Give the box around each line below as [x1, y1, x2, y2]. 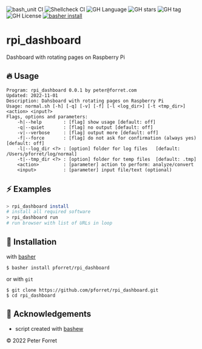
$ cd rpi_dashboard [6, 292, 56, 299]
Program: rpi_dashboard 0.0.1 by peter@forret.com [6, 87, 137, 93]
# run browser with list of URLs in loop [6, 220, 113, 226]
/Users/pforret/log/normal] [6, 151, 78, 157]
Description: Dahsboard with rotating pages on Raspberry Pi [6, 98, 164, 104]
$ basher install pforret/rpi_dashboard [6, 265, 110, 271]
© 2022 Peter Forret [6, 337, 58, 344]
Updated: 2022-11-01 [6, 92, 59, 98]
